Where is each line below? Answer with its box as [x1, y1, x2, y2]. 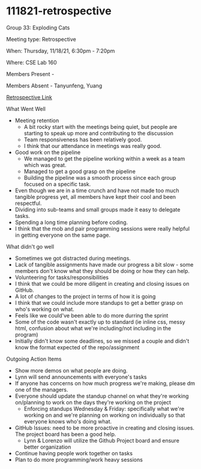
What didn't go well [6, 243, 55, 250]
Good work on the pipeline [14, 149, 81, 156]
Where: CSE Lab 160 [6, 59, 57, 66]
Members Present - [6, 70, 55, 77]
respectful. [14, 199, 42, 207]
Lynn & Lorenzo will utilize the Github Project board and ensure [23, 437, 180, 444]
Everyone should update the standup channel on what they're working [14, 392, 189, 400]
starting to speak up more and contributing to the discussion [23, 129, 174, 137]
